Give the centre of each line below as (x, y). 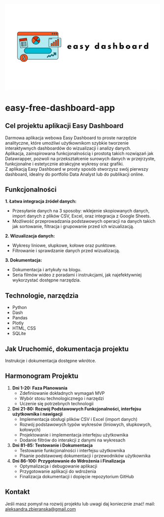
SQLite (19, 334)
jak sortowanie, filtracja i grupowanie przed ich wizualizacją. (73, 227)
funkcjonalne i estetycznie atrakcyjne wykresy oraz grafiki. (65, 164)
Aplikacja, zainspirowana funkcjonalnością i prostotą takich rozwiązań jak (79, 153)
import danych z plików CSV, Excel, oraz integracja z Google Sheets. (82, 216)
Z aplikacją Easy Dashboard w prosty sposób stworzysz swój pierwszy (77, 169)
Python (19, 308)
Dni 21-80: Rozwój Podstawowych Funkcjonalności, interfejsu (77, 409)
